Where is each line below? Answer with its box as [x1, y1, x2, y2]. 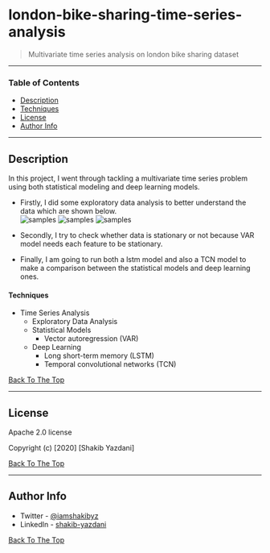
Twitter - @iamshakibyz [19, 510, 99, 521]
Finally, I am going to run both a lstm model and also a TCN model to [19, 255, 247, 264]
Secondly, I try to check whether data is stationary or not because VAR [19, 231, 255, 240]
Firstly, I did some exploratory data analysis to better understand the [19, 197, 247, 207]
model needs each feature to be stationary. [19, 239, 163, 249]
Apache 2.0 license [8, 427, 72, 437]
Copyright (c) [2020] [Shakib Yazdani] [8, 443, 135, 453]
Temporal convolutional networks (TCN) [43, 360, 177, 369]
